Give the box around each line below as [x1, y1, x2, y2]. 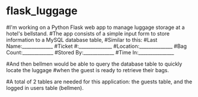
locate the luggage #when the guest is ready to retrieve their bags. [6, 66, 170, 73]
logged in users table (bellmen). [6, 84, 84, 91]
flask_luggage [6, 4, 78, 18]
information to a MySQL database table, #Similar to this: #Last [6, 36, 158, 43]
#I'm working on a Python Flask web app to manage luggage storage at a [6, 24, 185, 31]
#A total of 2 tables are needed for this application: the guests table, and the [6, 78, 193, 85]
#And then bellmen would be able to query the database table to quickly [6, 60, 183, 67]
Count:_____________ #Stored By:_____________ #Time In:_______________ [6, 48, 174, 56]
